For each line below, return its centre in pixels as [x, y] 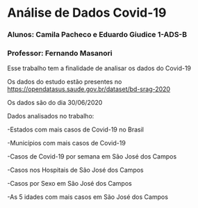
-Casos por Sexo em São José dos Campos [69, 184]
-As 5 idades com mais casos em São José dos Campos [88, 197]
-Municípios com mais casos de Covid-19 [67, 143]
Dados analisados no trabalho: [51, 116]
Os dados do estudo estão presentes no [65, 82]
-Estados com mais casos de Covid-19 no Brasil [76, 129]
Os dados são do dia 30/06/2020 [55, 103]
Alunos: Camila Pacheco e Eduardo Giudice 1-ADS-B [97, 35]
